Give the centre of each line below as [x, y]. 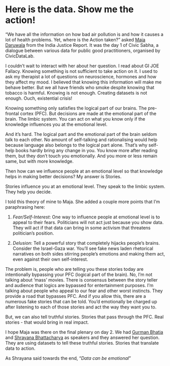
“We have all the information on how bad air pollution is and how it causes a [84, 34]
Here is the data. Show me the [70, 9]
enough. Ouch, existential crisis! [39, 98]
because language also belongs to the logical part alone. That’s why [76, 145]
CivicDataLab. [20, 56]
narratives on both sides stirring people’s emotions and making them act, [89, 254]
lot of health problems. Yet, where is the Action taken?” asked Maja [75, 40]
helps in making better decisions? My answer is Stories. [63, 176]
